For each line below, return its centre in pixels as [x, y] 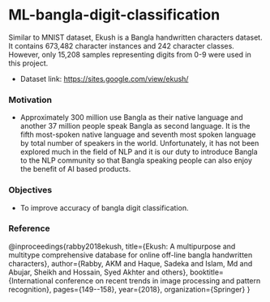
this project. [28, 63]
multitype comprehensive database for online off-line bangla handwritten [131, 255]
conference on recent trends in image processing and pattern [158, 280]
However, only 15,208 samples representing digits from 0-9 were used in [130, 54]
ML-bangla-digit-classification [114, 15]
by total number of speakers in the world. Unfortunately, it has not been [139, 143]
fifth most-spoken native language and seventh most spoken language [138, 134]
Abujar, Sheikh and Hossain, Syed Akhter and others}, [98, 272]
